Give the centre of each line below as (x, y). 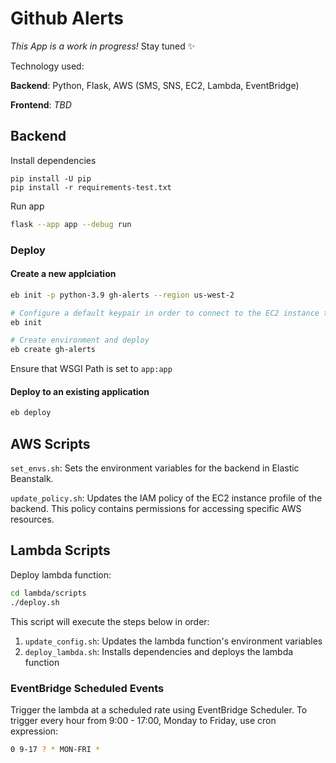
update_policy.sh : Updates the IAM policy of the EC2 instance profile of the (166, 498)
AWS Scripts (50, 443)
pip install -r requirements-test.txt (91, 187)
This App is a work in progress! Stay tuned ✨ (103, 46)
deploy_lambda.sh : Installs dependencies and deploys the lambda (159, 651)
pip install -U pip (51, 178)
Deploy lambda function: (61, 574)
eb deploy (31, 413)
